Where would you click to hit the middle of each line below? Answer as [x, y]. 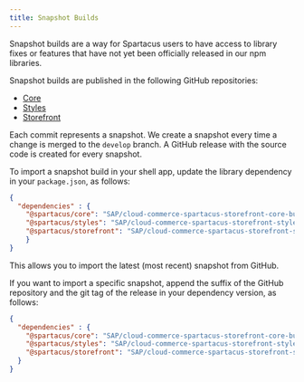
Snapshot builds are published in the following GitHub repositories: [134, 80]
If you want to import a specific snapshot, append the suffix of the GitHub [147, 282]
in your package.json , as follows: [70, 181]
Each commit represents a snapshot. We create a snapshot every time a [143, 134]
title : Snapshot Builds [54, 18]
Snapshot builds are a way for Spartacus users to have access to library [143, 43]
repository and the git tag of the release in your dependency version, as [143, 292]
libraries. [26, 62]
